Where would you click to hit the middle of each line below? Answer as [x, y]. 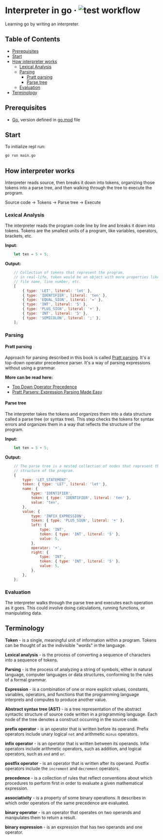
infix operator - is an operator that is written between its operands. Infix [77, 743]
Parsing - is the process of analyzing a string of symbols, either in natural [79, 669]
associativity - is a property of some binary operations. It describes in [75, 798]
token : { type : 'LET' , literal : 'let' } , [65, 484]
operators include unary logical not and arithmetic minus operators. [72, 734]
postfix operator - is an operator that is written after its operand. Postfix [77, 763]
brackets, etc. [19, 236]
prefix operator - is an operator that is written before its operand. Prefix [77, 729]
